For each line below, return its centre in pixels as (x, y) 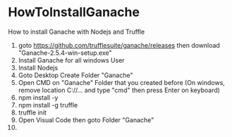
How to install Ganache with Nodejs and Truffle (77, 32)
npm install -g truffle (48, 105)
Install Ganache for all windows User (72, 60)
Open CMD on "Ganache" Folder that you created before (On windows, (121, 82)
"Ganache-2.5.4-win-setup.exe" (65, 53)
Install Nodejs (38, 67)
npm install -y (38, 97)
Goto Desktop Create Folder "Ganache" (75, 75)
